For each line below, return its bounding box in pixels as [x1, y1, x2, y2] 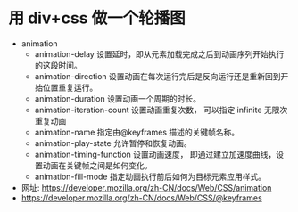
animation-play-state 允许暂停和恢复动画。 [34, 137, 193, 148]
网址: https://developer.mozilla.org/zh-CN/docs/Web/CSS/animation [21, 182, 272, 192]
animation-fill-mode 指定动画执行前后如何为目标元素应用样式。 [34, 171, 267, 182]
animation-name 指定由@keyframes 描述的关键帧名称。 [34, 126, 240, 137]
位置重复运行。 [42, 82, 98, 93]
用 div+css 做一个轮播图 [8, 8, 186, 29]
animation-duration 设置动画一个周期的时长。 [34, 93, 202, 103]
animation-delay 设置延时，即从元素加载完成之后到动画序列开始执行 [34, 48, 285, 59]
